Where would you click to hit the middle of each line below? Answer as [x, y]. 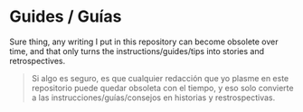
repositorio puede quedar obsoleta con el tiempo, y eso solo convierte [162, 88]
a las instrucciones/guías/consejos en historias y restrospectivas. [153, 98]
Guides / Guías [66, 17]
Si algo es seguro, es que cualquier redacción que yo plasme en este [160, 78]
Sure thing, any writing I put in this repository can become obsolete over [144, 42]
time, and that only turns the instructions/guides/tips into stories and [137, 51]
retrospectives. [38, 61]
